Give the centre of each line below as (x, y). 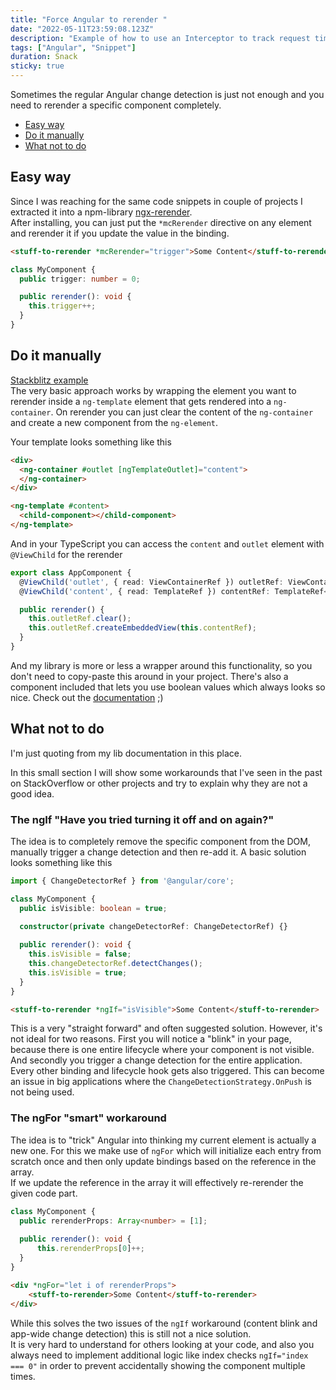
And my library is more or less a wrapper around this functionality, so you (161, 665)
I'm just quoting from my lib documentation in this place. (126, 753)
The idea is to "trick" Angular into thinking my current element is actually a (163, 1140)
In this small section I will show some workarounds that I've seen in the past (166, 772)
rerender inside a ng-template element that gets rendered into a (141, 401)
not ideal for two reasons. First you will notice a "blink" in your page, (151, 1039)
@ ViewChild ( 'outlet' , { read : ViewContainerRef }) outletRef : (151, 582)
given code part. (44, 1193)
